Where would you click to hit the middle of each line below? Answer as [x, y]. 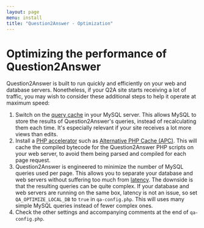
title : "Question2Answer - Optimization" [60, 23]
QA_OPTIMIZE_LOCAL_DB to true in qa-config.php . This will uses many [100, 199]
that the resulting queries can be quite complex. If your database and [102, 186]
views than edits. [36, 134]
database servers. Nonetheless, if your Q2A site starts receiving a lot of [96, 90]
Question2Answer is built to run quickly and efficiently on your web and [96, 84]
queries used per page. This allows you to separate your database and [104, 173]
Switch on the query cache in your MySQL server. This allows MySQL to [106, 115]
